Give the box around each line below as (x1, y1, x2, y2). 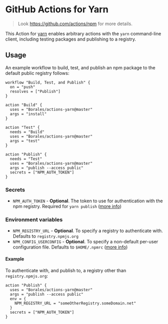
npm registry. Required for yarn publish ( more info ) (12, 203, 122, 209)
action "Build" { (5, 102, 43, 107)
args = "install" (10, 111, 47, 117)
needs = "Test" (10, 156, 43, 161)
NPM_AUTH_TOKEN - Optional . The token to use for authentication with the (12, 198, 163, 204)
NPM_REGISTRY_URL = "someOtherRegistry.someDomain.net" (14, 300, 137, 306)
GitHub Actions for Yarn (5, 4, 109, 15)
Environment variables (5, 216, 63, 223)
